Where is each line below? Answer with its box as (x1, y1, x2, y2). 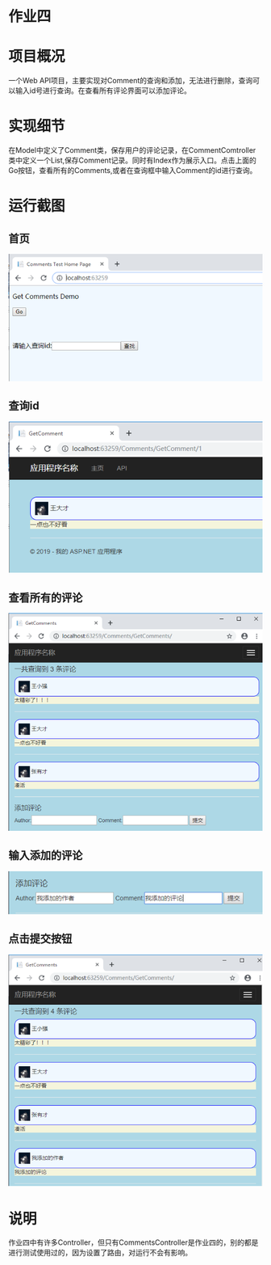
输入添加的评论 (8, 849, 83, 862)
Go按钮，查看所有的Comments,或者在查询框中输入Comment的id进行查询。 (8, 166, 257, 175)
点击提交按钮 (8, 932, 73, 946)
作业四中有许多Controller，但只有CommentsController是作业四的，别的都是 (8, 1238, 259, 1247)
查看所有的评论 (8, 591, 83, 605)
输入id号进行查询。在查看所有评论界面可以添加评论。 (15, 86, 191, 95)
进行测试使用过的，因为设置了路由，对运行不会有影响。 (8, 1248, 192, 1258)
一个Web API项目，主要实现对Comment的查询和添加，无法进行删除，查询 (8, 76, 253, 86)
